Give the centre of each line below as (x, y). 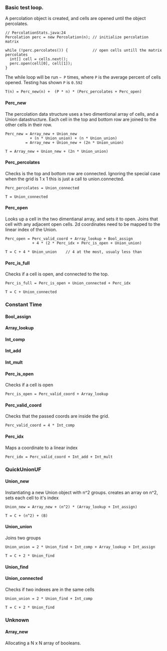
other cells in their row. (29, 125)
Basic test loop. (24, 8)
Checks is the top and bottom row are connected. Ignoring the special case (83, 173)
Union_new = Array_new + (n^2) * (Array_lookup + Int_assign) (71, 507)
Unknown (17, 620)
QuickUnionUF (23, 469)
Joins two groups (23, 538)
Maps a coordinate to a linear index (41, 448)
